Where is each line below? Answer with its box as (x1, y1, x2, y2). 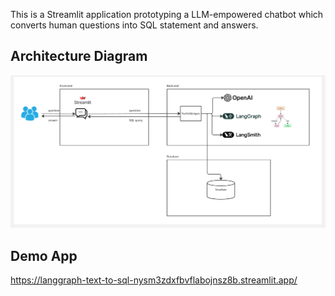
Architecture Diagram (10, 48, 148, 65)
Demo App (10, 247, 78, 264)
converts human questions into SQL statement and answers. (10, 19, 259, 31)
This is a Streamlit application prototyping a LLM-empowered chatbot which (10, 9, 324, 20)
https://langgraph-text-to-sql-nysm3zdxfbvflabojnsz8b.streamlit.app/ (10, 274, 298, 286)
